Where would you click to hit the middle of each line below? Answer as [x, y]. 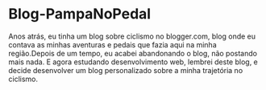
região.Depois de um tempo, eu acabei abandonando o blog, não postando [133, 53]
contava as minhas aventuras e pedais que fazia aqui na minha [113, 44]
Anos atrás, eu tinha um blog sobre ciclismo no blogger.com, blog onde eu [132, 36]
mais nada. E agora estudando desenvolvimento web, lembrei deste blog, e [133, 62]
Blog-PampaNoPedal [80, 14]
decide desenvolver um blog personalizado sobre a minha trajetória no [126, 70]
